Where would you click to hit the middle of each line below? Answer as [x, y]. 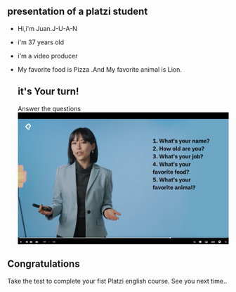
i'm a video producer [47, 56]
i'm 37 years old [41, 42]
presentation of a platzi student [78, 12]
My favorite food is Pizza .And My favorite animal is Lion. [100, 69]
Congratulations [44, 264]
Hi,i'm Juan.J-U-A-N [47, 28]
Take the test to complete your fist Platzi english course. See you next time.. [117, 281]
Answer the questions [49, 108]
